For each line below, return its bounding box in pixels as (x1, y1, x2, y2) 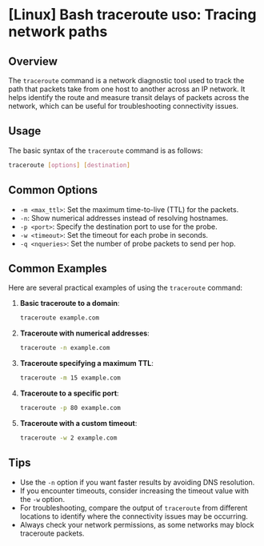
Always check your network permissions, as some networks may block (19, 520, 254, 529)
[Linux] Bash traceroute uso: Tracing (8, 6, 257, 24)
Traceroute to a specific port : (19, 388, 119, 398)
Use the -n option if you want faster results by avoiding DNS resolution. (19, 477, 255, 487)
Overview (8, 54, 58, 68)
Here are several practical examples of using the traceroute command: (8, 283, 242, 293)
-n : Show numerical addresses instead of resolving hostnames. (19, 213, 229, 223)
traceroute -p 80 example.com (19, 403, 122, 412)
